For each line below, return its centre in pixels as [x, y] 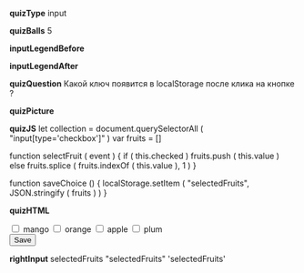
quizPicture [32, 111]
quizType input [38, 13]
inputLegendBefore [47, 48]
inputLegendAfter [44, 66]
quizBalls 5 [31, 30]
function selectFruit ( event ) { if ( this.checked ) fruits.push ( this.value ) [145, 156]
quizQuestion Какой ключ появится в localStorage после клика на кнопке [152, 84]
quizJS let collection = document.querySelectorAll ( [106, 128]
